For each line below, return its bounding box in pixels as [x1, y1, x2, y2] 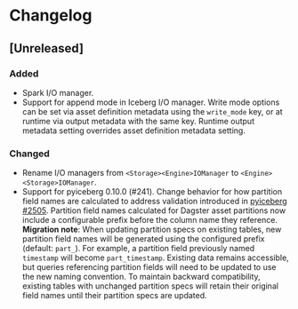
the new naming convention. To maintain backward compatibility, [21, 272, 261, 282]
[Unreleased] [9, 41, 85, 56]
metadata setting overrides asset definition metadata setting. [21, 125, 246, 136]
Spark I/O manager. [21, 87, 94, 98]
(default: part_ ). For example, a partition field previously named [21, 243, 255, 254]
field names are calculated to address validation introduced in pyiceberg [21, 196, 287, 207]
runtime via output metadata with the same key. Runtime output [21, 115, 255, 126]
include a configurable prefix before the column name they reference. [21, 215, 278, 226]
